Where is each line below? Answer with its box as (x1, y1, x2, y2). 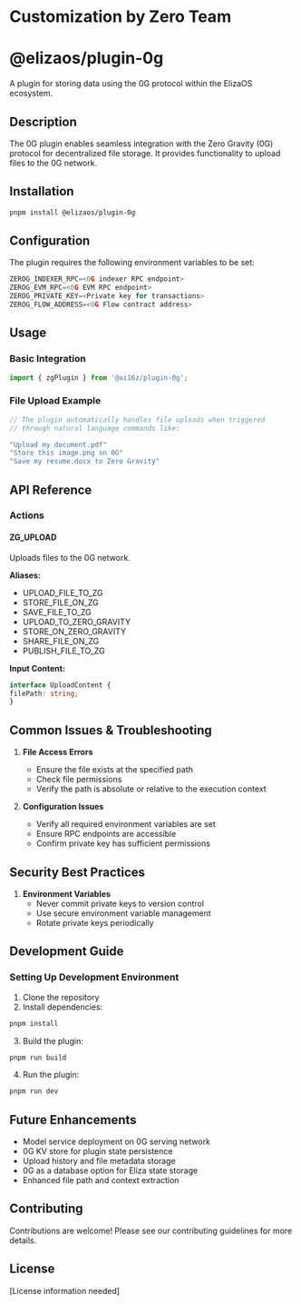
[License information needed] (9, 1285, 121, 1296)
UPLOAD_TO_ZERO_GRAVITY (22, 616, 131, 627)
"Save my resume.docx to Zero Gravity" (9, 457, 160, 466)
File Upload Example (9, 394, 102, 407)
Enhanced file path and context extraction (22, 1175, 180, 1186)
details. (9, 1234, 37, 1246)
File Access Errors (22, 747, 93, 758)
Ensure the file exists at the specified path (35, 764, 193, 775)
